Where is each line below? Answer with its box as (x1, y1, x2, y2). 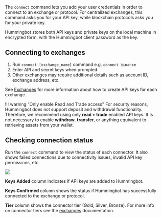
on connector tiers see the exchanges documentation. (5, 207, 114, 213)
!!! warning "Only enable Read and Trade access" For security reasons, (5, 101, 148, 107)
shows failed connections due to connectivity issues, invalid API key (5, 154, 143, 160)
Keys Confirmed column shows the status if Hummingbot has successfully (5, 188, 157, 194)
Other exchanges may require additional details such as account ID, (12, 72, 148, 78)
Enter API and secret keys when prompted (12, 66, 98, 72)
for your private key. (5, 20, 46, 25)
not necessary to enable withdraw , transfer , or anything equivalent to (5, 117, 147, 123)
